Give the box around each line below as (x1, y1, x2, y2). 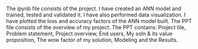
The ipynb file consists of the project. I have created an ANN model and (6, 5, 181, 12)
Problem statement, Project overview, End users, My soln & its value (6, 30, 172, 37)
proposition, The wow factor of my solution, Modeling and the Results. (6, 37, 178, 43)
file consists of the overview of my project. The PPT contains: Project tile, (6, 24, 186, 31)
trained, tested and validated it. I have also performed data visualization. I (6, 11, 186, 18)
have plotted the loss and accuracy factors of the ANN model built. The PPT (6, 18, 192, 24)
